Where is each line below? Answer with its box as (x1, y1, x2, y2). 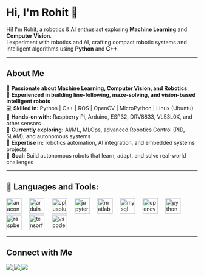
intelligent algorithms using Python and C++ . (6, 45, 120, 52)
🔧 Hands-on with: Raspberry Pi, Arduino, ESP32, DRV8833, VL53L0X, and (6, 113, 192, 121)
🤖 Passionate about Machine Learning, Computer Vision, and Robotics (6, 85, 187, 92)
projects (6, 146, 27, 153)
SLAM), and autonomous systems (6, 132, 91, 139)
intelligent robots (6, 97, 50, 105)
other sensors (6, 119, 41, 127)
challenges (6, 158, 34, 166)
